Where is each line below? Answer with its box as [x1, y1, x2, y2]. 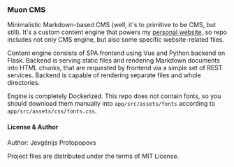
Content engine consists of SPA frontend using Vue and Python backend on [7, 49, 226, 57]
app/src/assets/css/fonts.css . [7, 106, 97, 116]
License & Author [7, 122, 59, 131]
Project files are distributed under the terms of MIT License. [7, 152, 180, 160]
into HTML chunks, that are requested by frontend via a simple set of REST [7, 64, 223, 72]
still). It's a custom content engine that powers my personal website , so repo [7, 28, 227, 36]
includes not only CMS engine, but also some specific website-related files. [7, 35, 225, 44]
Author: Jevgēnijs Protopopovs [7, 138, 96, 147]
